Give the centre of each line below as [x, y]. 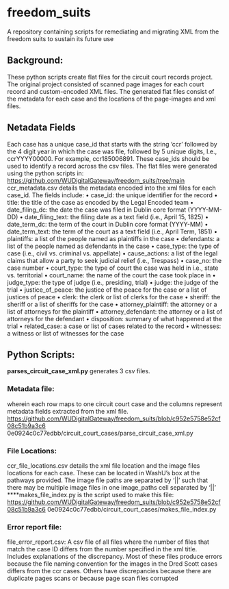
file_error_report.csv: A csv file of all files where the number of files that [108, 542]
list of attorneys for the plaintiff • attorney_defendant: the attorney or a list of [115, 311]
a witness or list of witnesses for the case [66, 333]
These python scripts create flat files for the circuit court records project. [110, 77]
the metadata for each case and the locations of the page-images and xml [112, 99]
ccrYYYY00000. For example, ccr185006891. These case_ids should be [108, 158]
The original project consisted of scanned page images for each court [106, 84]
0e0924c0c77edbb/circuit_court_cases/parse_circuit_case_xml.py [100, 433]
